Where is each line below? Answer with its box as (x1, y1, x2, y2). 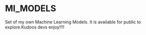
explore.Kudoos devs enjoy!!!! (5, 24, 65, 30)
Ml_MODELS (5, 3, 56, 14)
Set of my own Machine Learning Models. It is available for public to (5, 19, 141, 25)
